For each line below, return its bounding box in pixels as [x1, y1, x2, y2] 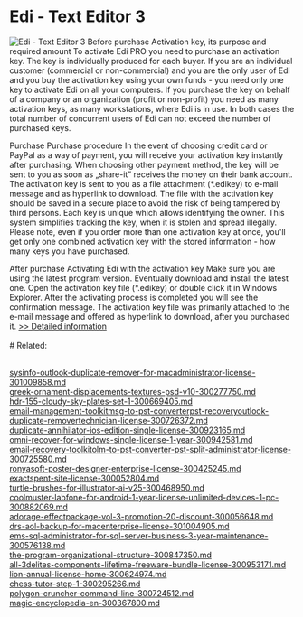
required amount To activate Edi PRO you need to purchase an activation [9, 45, 280, 56]
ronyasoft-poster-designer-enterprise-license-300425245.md [9, 463, 241, 473]
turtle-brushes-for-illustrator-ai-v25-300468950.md [9, 481, 205, 493]
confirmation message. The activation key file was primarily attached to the [9, 301, 290, 313]
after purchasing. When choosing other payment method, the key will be [9, 159, 279, 170]
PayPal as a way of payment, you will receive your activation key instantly [9, 149, 284, 160]
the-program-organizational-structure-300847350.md [9, 549, 213, 560]
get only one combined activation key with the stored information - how [9, 236, 276, 247]
